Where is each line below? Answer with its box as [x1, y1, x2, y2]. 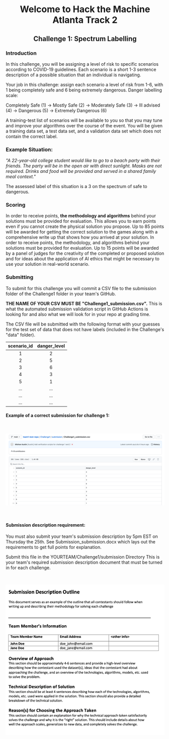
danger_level [37, 343, 65, 349]
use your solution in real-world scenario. [6, 261, 90, 267]
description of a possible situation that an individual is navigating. [6, 72, 141, 78]
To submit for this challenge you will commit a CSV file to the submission [6, 285, 156, 291]
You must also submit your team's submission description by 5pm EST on [6, 533, 158, 539]
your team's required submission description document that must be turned [6, 559, 162, 565]
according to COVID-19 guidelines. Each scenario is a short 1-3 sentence [6, 66, 156, 72]
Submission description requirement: [6, 522, 86, 528]
